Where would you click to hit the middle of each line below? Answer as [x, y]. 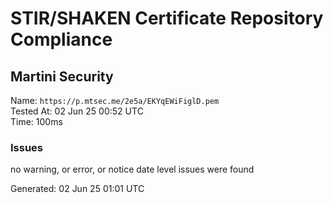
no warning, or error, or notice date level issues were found [132, 169]
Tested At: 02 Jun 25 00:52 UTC [77, 111]
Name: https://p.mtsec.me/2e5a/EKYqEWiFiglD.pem [115, 100]
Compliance [61, 39]
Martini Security [62, 76]
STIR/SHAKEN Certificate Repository [167, 18]
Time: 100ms [36, 121]
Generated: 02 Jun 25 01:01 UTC [77, 189]
